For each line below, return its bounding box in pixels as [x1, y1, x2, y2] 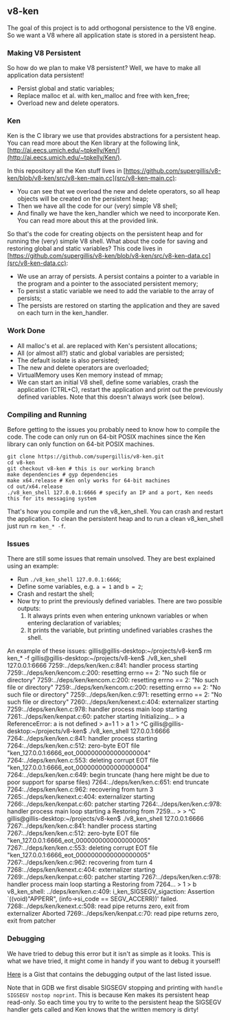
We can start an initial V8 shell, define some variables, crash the [16, 378, 199, 386]
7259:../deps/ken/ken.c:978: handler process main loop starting [7, 705, 187, 713]
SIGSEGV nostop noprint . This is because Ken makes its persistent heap [7, 990, 209, 999]
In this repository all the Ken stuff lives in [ [7, 167, 126, 175]
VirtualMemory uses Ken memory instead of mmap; [16, 371, 163, 379]
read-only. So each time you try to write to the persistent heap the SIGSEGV [7, 998, 222, 1006]
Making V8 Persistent [7, 48, 81, 58]
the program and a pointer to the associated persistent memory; [16, 279, 198, 288]
